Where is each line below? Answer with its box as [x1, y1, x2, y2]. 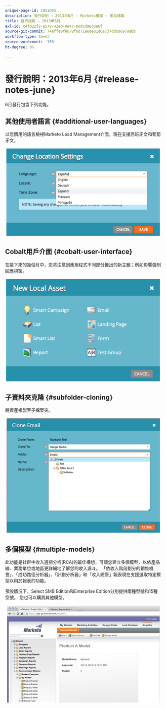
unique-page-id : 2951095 [5, 8, 56, 13]
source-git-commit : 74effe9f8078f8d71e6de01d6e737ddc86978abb [5, 29, 136, 34]
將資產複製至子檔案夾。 [5, 407, 53, 413]
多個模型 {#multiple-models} [5, 545, 95, 553]
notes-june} [5, 84, 56, 95]
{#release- [93, 73, 139, 84]
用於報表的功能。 [13, 578, 48, 584]
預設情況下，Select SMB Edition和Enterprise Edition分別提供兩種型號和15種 [5, 588, 158, 594]
